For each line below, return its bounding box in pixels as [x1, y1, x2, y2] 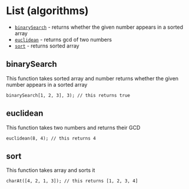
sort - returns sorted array [14, 42, 79, 49]
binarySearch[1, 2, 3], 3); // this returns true [6, 92, 131, 98]
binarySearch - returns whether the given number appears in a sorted [14, 23, 184, 31]
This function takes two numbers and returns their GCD [6, 124, 141, 131]
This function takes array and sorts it [6, 167, 95, 174]
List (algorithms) [6, 4, 89, 18]
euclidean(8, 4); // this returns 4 [6, 135, 96, 141]
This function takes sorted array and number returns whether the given [6, 75, 178, 82]
